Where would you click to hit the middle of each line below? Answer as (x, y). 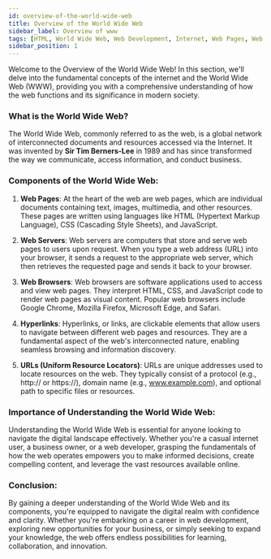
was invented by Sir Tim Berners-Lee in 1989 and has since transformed (130, 151)
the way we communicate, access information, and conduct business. (125, 160)
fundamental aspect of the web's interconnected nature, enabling (129, 340)
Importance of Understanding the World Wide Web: (112, 412)
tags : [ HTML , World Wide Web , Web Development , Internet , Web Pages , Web (136, 39)
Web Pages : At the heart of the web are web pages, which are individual (141, 198)
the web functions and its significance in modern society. (104, 95)
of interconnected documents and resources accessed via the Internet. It (131, 142)
